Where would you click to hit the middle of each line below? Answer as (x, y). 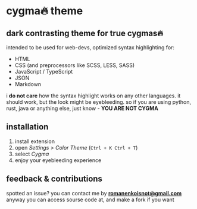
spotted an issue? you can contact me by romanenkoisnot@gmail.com (94, 193)
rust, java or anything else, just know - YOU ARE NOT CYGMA (82, 108)
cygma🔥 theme (45, 11)
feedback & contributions (54, 179)
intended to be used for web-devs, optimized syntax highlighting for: (90, 47)
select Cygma (32, 154)
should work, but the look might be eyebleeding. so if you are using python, (99, 102)
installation (27, 127)
